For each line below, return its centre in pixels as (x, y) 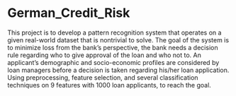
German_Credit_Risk (69, 13)
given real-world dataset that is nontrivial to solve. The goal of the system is (118, 40)
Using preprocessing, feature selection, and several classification (103, 77)
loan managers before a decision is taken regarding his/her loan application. (118, 70)
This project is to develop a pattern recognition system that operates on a (114, 32)
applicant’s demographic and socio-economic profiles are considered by (113, 62)
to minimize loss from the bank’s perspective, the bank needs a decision (113, 47)
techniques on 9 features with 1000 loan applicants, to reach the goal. (109, 85)
